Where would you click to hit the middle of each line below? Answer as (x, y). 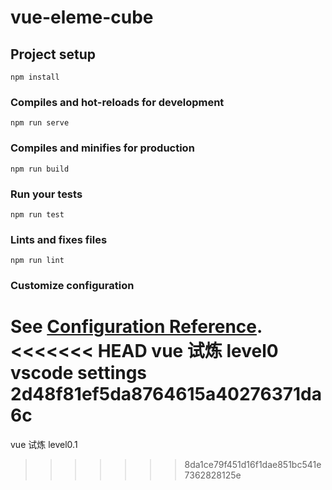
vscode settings (79, 373)
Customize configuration (72, 286)
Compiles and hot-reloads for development (117, 102)
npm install (35, 77)
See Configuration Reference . (136, 327)
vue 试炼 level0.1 (44, 445)
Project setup (53, 54)
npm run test (37, 214)
